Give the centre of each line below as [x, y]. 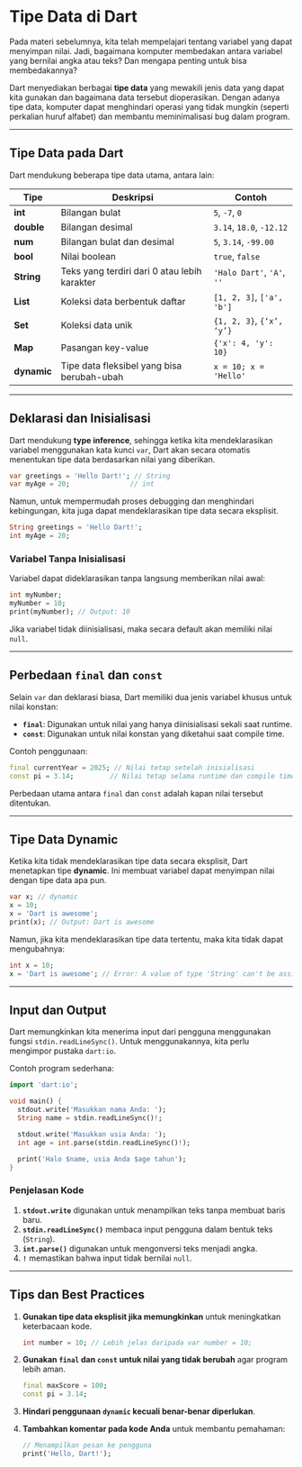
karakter [78, 282]
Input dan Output [58, 1010]
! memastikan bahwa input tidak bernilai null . [107, 1258]
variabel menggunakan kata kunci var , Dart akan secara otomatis [130, 450]
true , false [237, 256]
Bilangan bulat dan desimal [118, 241]
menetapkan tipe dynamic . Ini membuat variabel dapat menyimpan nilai [142, 870]
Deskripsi [133, 197]
